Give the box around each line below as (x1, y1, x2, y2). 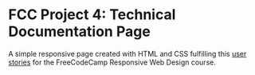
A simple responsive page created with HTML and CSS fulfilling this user (8, 49, 247, 58)
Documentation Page (8, 22, 151, 41)
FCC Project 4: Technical (8, 6, 176, 24)
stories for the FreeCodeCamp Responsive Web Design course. (8, 57, 217, 67)
